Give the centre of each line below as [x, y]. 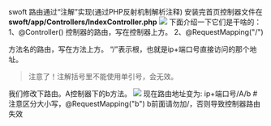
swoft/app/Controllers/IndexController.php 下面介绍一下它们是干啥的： [135, 22]
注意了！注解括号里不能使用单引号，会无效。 [103, 76]
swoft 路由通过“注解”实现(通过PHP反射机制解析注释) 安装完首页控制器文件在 [135, 12]
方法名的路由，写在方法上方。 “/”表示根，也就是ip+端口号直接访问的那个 [129, 49]
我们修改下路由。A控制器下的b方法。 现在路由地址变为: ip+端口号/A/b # [133, 94]
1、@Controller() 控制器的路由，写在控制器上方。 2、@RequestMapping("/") [136, 32]
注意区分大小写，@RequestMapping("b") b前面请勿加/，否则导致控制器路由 [135, 104]
